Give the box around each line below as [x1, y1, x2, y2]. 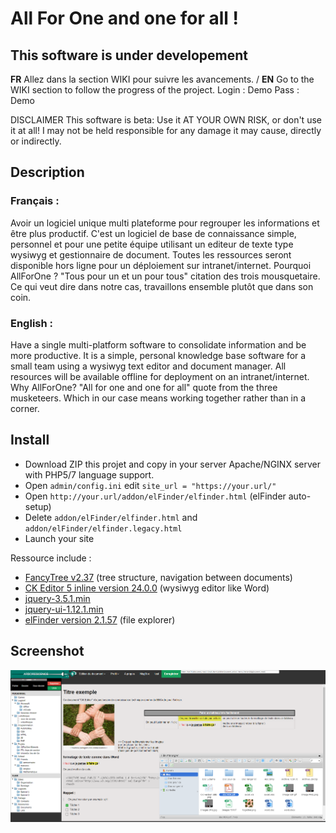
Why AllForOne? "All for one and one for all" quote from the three [10, 381, 278, 393]
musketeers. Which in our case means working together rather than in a [10, 392, 307, 404]
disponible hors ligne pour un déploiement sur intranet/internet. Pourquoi [10, 259, 312, 271]
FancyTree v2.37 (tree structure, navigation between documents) [24, 571, 293, 583]
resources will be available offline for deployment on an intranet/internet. [10, 370, 310, 382]
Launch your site [24, 532, 95, 544]
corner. [10, 402, 40, 414]
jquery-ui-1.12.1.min [24, 603, 104, 615]
